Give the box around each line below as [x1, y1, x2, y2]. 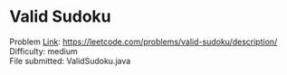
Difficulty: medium [9, 45, 79, 56]
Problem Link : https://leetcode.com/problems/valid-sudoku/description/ [9, 36, 278, 47]
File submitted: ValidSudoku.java [9, 55, 131, 66]
